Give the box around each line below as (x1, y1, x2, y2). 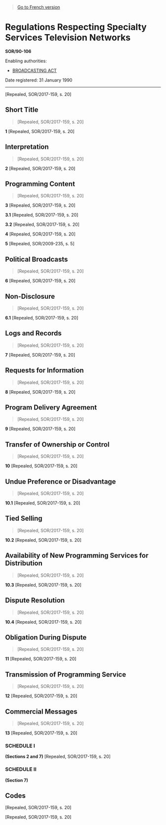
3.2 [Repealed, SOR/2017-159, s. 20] (5, 222, 80, 228)
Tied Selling (5, 514, 43, 523)
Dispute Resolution (5, 596, 65, 605)
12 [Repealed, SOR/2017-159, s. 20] (5, 693, 78, 699)
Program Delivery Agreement (5, 403, 97, 412)
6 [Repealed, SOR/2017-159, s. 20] (5, 278, 76, 284)
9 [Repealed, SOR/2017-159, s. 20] (5, 426, 76, 432)
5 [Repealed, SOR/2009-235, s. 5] (5, 241, 75, 247)
